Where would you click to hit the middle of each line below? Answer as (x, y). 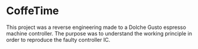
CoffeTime (33, 11)
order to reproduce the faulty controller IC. (58, 40)
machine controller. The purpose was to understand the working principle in (99, 33)
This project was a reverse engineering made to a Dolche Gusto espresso (96, 27)
